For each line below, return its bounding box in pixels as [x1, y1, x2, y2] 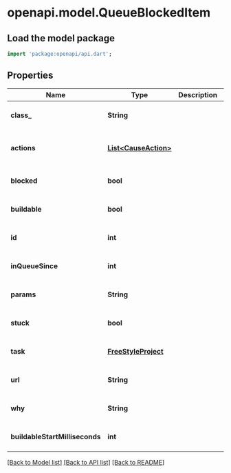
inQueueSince [10, 261, 58, 270]
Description [178, 90, 218, 99]
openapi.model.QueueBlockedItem [7, 5, 211, 21]
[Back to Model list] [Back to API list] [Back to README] [7, 458, 165, 466]
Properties [7, 70, 54, 81]
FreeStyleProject [107, 346, 164, 356]
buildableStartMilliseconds [10, 432, 101, 441]
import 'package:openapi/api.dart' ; [7, 50, 112, 57]
